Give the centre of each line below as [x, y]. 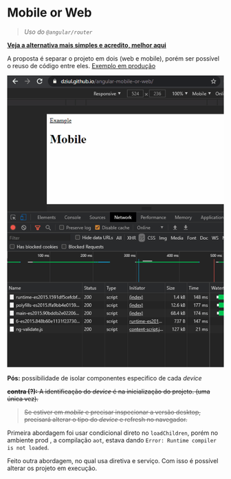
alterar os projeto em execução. [52, 468]
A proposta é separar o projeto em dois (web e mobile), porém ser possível [113, 58]
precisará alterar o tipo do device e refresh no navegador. [106, 419]
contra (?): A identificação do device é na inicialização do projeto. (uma [109, 391]
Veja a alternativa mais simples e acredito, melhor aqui [87, 45]
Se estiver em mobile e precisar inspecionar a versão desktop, [112, 412]
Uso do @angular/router [58, 32]
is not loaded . [28, 447]
